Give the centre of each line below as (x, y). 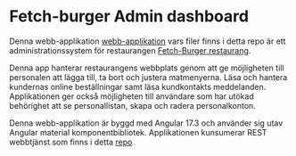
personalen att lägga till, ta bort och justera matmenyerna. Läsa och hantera (148, 77)
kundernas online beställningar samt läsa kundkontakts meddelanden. (138, 86)
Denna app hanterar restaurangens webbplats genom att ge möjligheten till (147, 68)
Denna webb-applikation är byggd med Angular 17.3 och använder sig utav (146, 123)
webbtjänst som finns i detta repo (71, 142)
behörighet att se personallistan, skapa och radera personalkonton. (132, 105)
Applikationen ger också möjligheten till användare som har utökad (132, 96)
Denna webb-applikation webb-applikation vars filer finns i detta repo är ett (148, 41)
